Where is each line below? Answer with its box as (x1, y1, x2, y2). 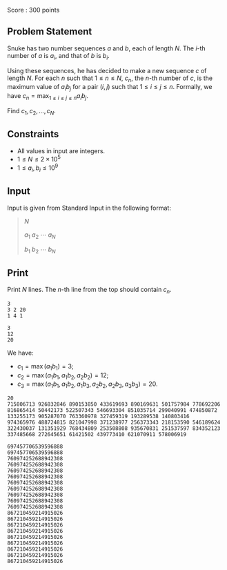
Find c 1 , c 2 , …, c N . (7, 107, 57, 117)
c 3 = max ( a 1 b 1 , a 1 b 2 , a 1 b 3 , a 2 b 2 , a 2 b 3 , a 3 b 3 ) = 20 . (17, 380, 158, 390)
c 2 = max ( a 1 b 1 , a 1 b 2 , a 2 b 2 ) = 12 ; (17, 371, 109, 381)
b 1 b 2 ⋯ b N (23, 245, 57, 255)
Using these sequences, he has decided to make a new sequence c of (7, 66, 207, 75)
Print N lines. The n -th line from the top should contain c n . (7, 285, 172, 295)
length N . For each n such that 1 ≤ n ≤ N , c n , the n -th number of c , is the (7, 74, 213, 83)
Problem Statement (7, 26, 92, 37)
